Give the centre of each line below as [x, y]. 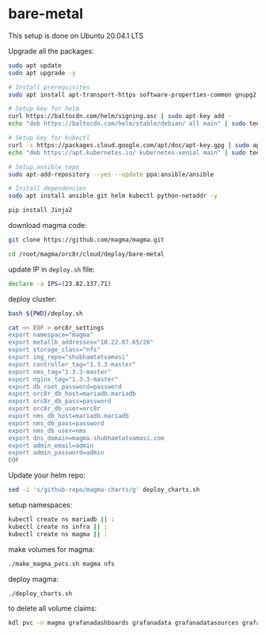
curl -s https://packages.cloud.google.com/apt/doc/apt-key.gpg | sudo [129, 145]
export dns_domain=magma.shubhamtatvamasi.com [86, 438]
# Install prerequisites [49, 87]
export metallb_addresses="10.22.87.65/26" [81, 342]
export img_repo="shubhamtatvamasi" [68, 357]
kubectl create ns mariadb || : [61, 519]
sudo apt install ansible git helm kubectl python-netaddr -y [113, 196]
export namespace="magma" [51, 335]
